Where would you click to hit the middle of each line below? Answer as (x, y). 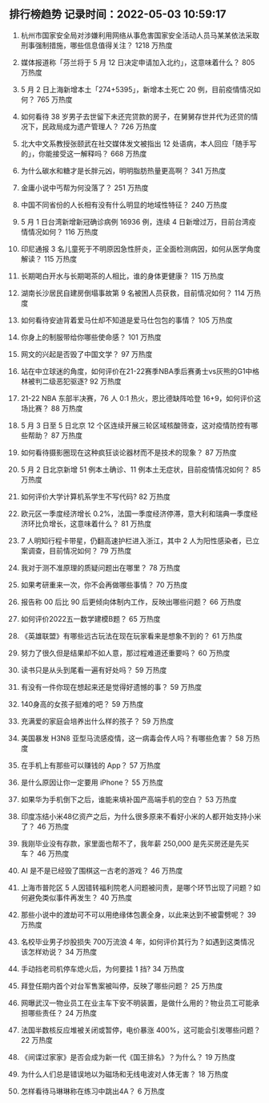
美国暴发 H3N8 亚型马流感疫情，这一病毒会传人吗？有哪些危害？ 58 (132, 738)
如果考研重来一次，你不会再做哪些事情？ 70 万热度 (104, 585)
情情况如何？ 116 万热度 (59, 232)
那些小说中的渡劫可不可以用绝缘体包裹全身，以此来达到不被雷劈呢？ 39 (139, 914)
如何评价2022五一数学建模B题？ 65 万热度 (90, 618)
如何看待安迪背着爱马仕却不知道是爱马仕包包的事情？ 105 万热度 (126, 320)
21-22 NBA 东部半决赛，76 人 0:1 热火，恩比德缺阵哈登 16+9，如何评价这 (141, 398)
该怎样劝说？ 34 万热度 (59, 951)
